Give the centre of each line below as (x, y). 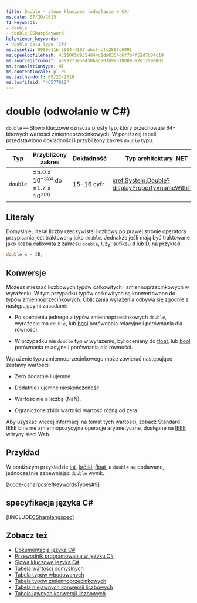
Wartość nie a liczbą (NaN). (47, 399)
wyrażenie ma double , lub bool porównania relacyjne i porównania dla (98, 324)
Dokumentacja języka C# (45, 550)
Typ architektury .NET (157, 158)
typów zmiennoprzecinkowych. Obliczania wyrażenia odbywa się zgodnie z (97, 299)
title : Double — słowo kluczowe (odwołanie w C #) (68, 11)
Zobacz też (27, 536)
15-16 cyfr (88, 184)
